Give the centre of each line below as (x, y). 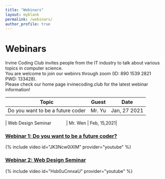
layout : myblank (22, 15)
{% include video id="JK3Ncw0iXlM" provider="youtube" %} (68, 147)
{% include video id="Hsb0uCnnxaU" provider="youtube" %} (69, 171)
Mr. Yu (98, 110)
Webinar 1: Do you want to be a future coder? (61, 136)
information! (18, 90)
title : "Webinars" (24, 10)
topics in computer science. (34, 68)
